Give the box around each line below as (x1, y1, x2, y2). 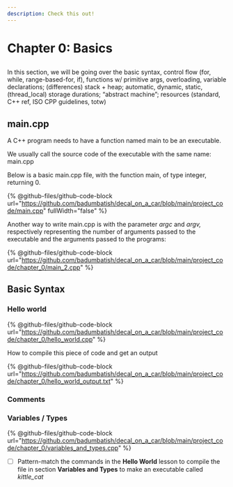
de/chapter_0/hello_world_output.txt (7, 377, 111, 385)
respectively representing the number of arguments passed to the (7, 227, 196, 236)
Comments (7, 394, 45, 404)
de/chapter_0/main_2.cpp (7, 263, 81, 272)
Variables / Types (7, 413, 68, 423)
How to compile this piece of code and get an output (7, 348, 158, 357)
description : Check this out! (7, 10, 95, 17)
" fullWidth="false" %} (42, 207, 108, 215)
